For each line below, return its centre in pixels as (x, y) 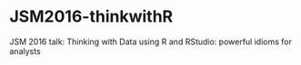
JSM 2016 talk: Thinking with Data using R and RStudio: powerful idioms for (151, 42)
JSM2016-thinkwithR (91, 17)
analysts (25, 51)
